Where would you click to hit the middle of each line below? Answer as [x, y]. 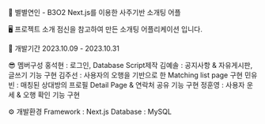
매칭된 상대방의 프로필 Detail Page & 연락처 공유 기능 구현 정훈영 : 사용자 [132, 85]
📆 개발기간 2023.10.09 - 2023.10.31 [64, 48]
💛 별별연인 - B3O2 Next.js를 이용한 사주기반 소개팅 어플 [95, 12]
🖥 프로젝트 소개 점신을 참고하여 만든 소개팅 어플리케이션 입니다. [106, 29]
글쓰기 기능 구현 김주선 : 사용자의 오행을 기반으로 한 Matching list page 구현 [125, 75]
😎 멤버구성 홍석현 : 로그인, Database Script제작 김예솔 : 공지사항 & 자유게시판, [131, 65]
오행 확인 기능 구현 [51, 95]
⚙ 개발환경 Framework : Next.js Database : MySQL [90, 111]
